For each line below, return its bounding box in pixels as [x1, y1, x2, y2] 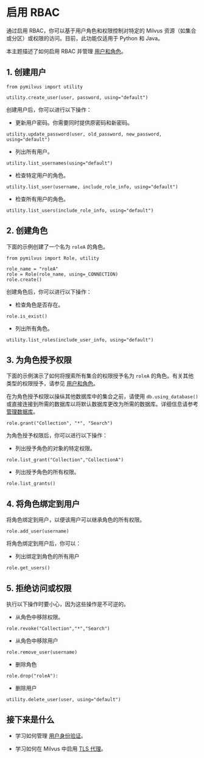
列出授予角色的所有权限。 [15, 468, 80, 476]
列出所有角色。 [15, 324, 53, 332]
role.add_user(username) [6, 528, 69, 534]
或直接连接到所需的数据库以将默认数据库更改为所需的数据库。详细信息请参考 [6, 401, 199, 408]
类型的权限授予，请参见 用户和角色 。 [6, 380, 99, 387]
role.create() [6, 276, 43, 283]
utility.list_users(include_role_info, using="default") [6, 207, 154, 214]
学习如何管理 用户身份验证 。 [15, 732, 86, 739]
